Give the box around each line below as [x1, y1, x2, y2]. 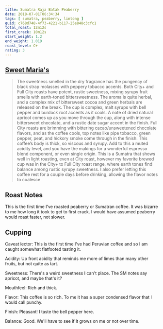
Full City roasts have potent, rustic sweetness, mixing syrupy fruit [16, 89, 148, 95]
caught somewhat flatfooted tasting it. [5, 246, 81, 252]
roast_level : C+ [5, 43, 38, 48]
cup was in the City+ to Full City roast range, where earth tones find [16, 161, 153, 167]
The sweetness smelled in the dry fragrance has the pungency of [16, 79, 148, 85]
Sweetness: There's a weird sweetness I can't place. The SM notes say [5, 270, 147, 276]
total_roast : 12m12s [5, 25, 47, 30]
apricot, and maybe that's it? [5, 275, 62, 281]
